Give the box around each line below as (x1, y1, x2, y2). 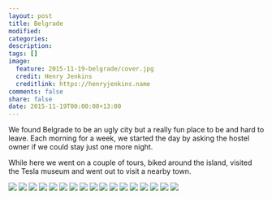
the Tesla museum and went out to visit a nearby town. (8, 167, 192, 176)
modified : (8, 27, 42, 35)
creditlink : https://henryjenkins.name (15, 80, 151, 88)
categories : (8, 34, 49, 43)
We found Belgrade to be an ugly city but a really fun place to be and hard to (8, 125, 265, 135)
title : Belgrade (8, 19, 63, 28)
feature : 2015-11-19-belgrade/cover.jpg (15, 65, 154, 73)
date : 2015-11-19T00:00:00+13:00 (8, 102, 122, 110)
